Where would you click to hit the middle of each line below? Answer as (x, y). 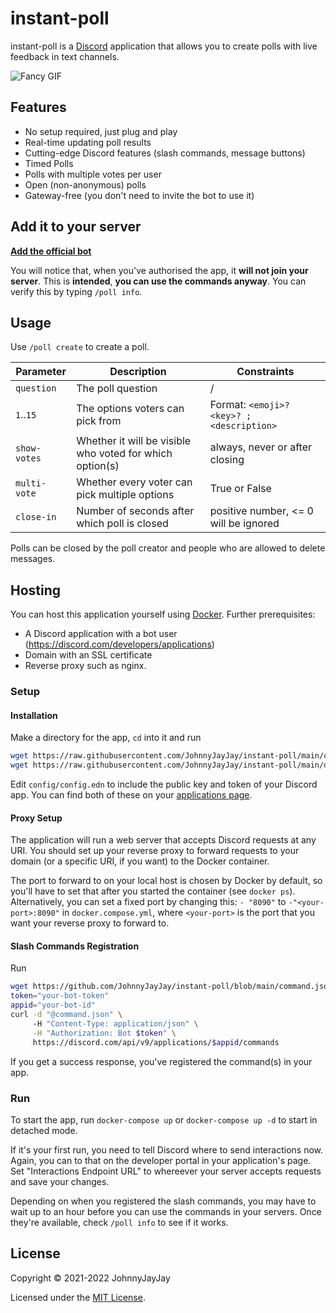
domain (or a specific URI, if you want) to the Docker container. (140, 861)
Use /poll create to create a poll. (80, 347)
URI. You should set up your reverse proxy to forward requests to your (155, 851)
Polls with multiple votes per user (93, 174)
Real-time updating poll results (88, 142)
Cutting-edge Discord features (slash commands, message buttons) (165, 153)
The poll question (117, 389)
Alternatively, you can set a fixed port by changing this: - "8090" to (148, 902)
